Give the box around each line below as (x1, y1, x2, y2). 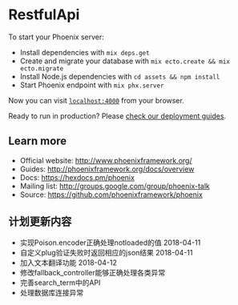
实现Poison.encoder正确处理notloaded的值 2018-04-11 (19, 238, 201, 247)
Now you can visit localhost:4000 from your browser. (8, 95, 184, 105)
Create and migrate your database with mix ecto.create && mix (19, 56, 230, 66)
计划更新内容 (8, 215, 72, 229)
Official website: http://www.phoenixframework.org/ (19, 155, 192, 165)
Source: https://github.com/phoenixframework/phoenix (19, 190, 203, 199)
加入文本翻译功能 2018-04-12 (19, 258, 118, 267)
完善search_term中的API (19, 278, 101, 287)
